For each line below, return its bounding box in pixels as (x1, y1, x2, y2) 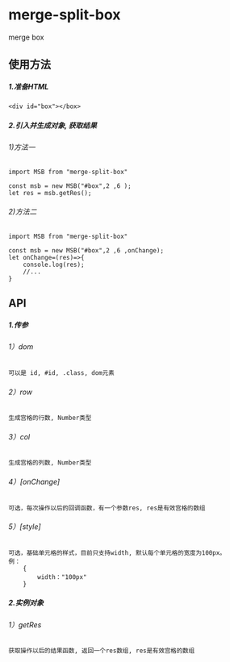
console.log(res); (23, 260, 85, 269)
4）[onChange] (8, 477, 61, 487)
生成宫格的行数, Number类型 (8, 414, 92, 423)
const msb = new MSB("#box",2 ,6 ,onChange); (8, 247, 164, 255)
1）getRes (8, 619, 42, 630)
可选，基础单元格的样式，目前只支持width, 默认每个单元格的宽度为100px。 (8, 548, 226, 557)
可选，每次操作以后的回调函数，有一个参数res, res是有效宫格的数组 (8, 504, 206, 512)
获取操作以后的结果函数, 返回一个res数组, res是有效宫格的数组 (8, 647, 195, 655)
